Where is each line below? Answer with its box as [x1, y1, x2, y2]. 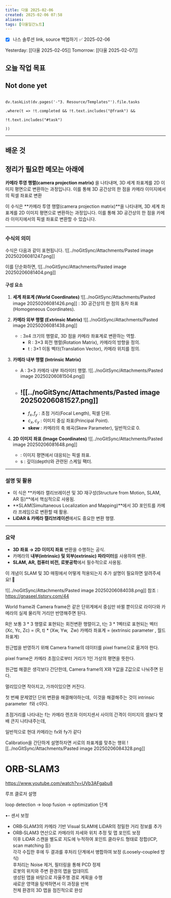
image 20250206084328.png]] [79, 745, 145, 751]
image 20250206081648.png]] [12, 441, 78, 447]
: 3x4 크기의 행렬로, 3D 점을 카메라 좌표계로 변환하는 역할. [20, 333, 136, 339]
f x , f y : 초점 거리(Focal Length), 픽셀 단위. [27, 410, 111, 417]
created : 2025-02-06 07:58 [5, 12, 63, 17]
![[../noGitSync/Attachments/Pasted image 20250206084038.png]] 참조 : [5, 587, 159, 594]
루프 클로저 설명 [5, 791, 37, 797]
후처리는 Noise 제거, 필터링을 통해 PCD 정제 [12, 862, 101, 868]
